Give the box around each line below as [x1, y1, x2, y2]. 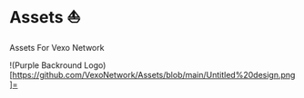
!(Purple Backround [9, 59, 83, 71]
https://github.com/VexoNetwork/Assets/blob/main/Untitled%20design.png [12, 69, 296, 80]
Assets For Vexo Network [9, 42, 105, 53]
